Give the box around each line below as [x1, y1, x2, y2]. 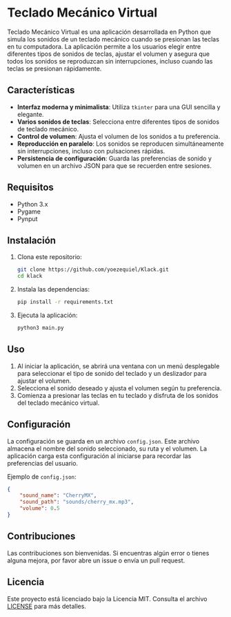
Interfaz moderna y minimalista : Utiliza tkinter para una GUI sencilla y [17, 102, 221, 111]
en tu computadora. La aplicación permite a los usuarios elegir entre [7, 42, 201, 50]
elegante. [17, 110, 44, 118]
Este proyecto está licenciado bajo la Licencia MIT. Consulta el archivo [7, 594, 208, 602]
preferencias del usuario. [7, 459, 78, 467]
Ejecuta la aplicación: [17, 311, 78, 319]
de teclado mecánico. [17, 124, 79, 133]
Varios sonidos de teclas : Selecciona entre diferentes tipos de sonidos [17, 117, 219, 126]
